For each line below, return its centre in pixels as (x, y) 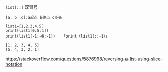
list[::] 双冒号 (22, 7)
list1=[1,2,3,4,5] (25, 26)
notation (14, 64)
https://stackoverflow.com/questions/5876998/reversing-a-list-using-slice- (84, 59)
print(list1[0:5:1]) (27, 31)
